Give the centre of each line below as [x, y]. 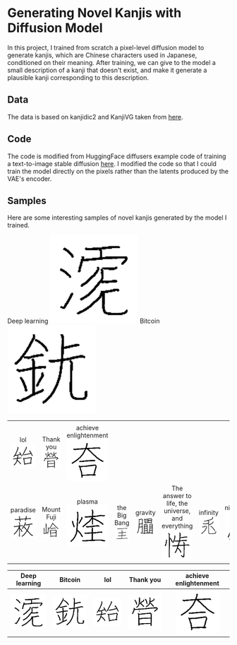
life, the [177, 503]
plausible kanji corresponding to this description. [78, 77]
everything [177, 526]
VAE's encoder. [30, 179]
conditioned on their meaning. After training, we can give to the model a [112, 62]
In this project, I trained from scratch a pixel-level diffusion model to [106, 47]
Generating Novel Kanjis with [95, 13]
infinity [208, 513]
